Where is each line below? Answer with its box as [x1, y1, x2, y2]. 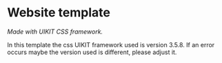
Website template [7, 5, 110, 21]
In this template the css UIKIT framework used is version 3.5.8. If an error [7, 40, 215, 49]
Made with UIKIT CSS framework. [7, 27, 103, 36]
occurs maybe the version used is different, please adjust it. [7, 48, 177, 56]
